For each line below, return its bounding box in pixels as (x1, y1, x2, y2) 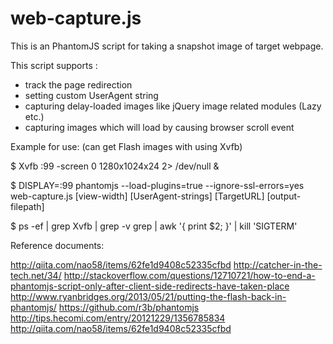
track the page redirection (24, 78, 133, 91)
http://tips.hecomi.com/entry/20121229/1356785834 (10, 312, 226, 324)
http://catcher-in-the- (233, 258, 323, 271)
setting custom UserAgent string (24, 89, 159, 101)
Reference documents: (10, 239, 105, 251)
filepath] (10, 200, 45, 212)
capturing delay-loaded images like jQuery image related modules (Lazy (24, 100, 322, 112)
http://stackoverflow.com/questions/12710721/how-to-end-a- (63, 269, 316, 281)
